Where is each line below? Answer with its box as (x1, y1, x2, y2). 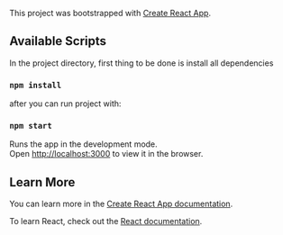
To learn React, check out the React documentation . (9, 216, 203, 227)
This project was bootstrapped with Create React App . (9, 8, 212, 18)
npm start (9, 121, 52, 131)
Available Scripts (9, 33, 106, 49)
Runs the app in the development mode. (9, 139, 158, 149)
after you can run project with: (9, 98, 122, 109)
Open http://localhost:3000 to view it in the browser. (9, 149, 204, 159)
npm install (9, 80, 62, 90)
